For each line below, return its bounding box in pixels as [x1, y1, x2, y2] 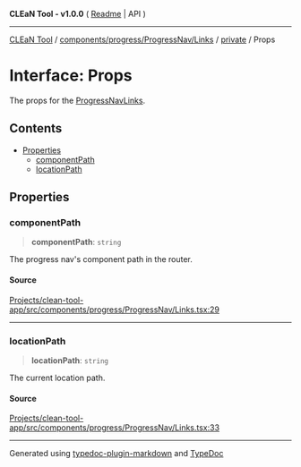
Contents [9, 121, 63, 136]
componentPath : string [30, 237, 122, 248]
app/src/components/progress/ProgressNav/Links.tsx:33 [9, 422, 220, 433]
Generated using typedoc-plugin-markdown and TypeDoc [9, 448, 224, 459]
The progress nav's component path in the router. [9, 254, 193, 265]
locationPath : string [30, 354, 109, 366]
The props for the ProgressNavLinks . [9, 95, 146, 106]
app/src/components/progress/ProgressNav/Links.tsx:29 [9, 304, 220, 315]
